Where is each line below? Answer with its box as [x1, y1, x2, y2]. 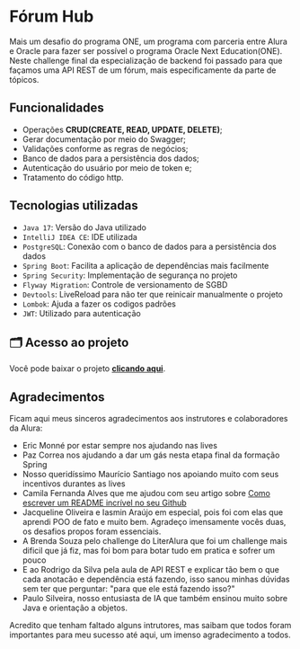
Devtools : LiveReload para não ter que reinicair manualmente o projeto [22, 289, 283, 299]
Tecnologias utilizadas [9, 198, 138, 213]
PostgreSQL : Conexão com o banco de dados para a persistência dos [22, 241, 277, 252]
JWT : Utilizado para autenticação [22, 307, 141, 318]
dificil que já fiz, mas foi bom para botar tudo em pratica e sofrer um [22, 546, 276, 556]
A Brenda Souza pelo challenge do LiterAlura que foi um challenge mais [22, 536, 287, 547]
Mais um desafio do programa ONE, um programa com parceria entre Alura [9, 36, 287, 47]
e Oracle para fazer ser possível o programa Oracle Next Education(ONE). [9, 45, 283, 56]
